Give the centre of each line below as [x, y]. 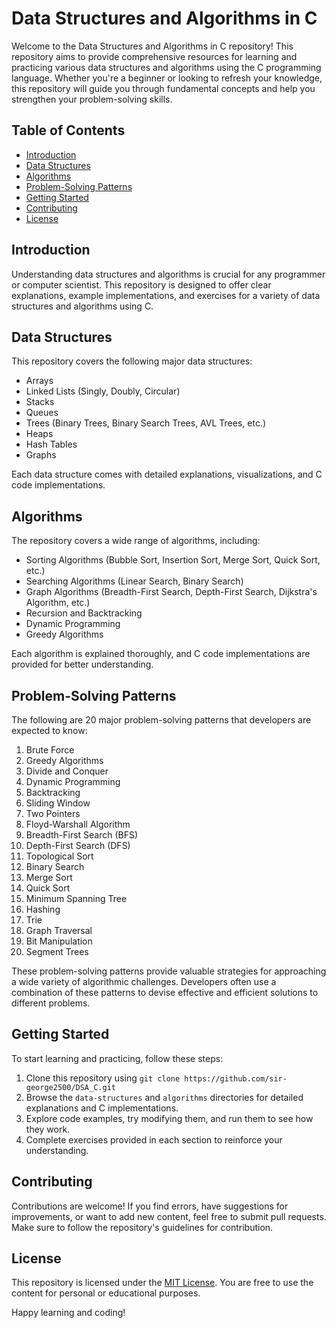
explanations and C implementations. [102, 1108]
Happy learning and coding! [68, 1313]
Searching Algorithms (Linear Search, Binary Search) [134, 581]
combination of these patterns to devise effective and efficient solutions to [165, 992]
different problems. [51, 1003]
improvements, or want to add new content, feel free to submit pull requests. [169, 1216]
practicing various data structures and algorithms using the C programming [166, 67]
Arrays [39, 381]
